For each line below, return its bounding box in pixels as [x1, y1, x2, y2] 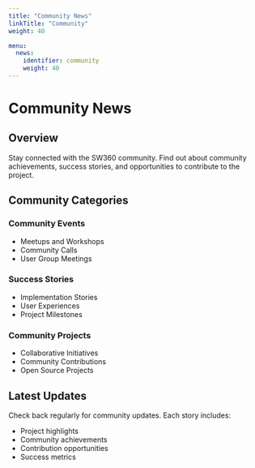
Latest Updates [8, 389, 87, 402]
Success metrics [19, 452, 77, 462]
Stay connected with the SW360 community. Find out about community [8, 152, 247, 162]
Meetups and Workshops [19, 236, 104, 246]
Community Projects [8, 329, 91, 341]
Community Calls [19, 245, 78, 255]
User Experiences [19, 301, 80, 311]
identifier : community [23, 57, 100, 65]
